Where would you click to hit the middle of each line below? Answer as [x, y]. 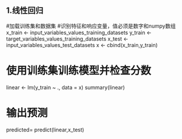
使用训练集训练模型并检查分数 [79, 71]
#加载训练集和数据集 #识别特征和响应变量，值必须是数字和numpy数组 [91, 26]
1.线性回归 [25, 11]
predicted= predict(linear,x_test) [45, 130]
